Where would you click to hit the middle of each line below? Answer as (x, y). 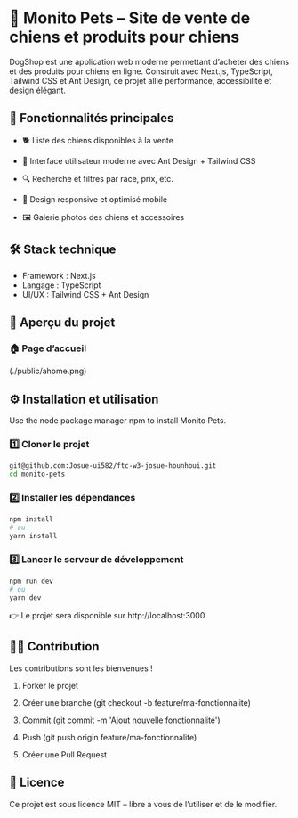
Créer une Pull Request (64, 754)
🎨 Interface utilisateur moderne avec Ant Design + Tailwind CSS (139, 160)
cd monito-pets (37, 474)
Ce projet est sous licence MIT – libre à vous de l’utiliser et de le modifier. (143, 804)
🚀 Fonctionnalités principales (92, 118)
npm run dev (31, 581)
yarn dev (25, 598)
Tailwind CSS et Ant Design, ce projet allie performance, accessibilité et (141, 80)
